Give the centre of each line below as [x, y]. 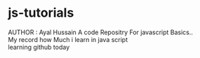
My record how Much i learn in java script [68, 39]
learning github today [39, 47]
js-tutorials [41, 13]
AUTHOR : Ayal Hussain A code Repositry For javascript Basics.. [101, 32]
